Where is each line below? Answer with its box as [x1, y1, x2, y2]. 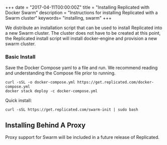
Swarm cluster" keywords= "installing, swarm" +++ [5, 15, 112, 21]
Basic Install [5, 53, 36, 60]
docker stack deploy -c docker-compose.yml [5, 89, 98, 94]
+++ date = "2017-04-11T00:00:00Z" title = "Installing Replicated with [5, 5, 150, 10]
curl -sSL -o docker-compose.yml [5, 80, 75, 85]
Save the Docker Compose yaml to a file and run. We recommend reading [5, 65, 158, 71]
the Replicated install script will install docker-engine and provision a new [5, 35, 157, 41]
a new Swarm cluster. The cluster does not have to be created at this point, [5, 30, 161, 36]
